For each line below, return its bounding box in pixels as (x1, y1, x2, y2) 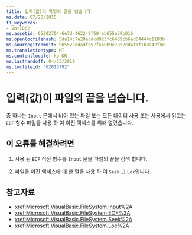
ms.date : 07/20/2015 (6, 14, 57, 20)
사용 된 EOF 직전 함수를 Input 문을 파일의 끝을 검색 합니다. (14, 155, 148, 163)
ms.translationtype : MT (6, 47, 65, 53)
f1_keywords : (6, 20, 38, 26)
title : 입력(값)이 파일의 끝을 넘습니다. (6, 8, 93, 15)
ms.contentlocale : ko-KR (6, 53, 67, 59)
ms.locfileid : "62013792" (6, 63, 70, 70)
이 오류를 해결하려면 (6, 138, 74, 148)
